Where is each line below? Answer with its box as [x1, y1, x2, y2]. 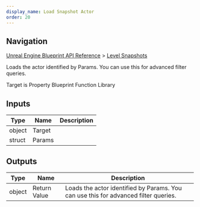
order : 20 [6, 14, 31, 20]
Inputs [6, 99, 31, 109]
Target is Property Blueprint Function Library [6, 81, 115, 89]
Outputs [6, 156, 37, 167]
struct [9, 136, 26, 145]
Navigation [6, 36, 48, 46]
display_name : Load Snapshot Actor [6, 8, 95, 15]
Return [32, 184, 52, 192]
